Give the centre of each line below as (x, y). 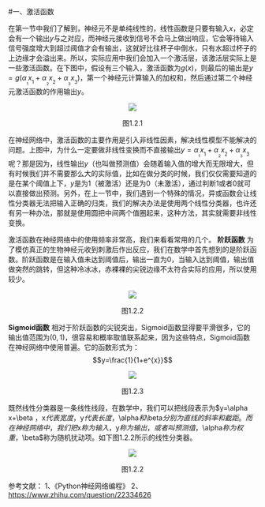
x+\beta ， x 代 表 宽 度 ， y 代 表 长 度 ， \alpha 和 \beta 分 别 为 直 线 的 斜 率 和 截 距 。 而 (130, 418)
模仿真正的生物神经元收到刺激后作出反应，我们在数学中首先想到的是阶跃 (132, 250)
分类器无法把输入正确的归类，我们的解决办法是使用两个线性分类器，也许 (132, 203)
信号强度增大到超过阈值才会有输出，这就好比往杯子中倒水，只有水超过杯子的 (132, 48)
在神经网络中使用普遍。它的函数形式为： (74, 347)
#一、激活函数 (31, 11)
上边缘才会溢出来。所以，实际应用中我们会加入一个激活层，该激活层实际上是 (132, 58)
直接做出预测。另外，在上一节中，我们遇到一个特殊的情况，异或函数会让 (132, 193)
